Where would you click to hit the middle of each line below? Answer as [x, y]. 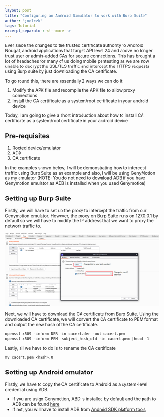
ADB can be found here [36, 404]
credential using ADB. [27, 389]
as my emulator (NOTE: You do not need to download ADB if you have [75, 178]
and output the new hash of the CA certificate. [52, 324]
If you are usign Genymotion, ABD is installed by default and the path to [84, 399]
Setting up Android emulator [49, 372]
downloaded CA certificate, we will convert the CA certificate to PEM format [82, 319]
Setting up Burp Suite [38, 199]
